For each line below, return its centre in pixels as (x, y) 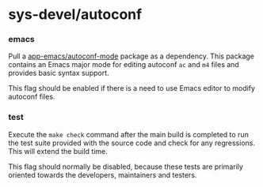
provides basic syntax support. (59, 73)
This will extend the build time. (58, 151)
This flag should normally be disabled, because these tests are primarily (126, 166)
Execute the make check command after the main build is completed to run (129, 134)
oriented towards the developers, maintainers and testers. (103, 174)
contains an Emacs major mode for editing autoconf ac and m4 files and (124, 65)
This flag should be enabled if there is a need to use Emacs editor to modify (132, 88)
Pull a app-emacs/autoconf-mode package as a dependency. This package (131, 56)
